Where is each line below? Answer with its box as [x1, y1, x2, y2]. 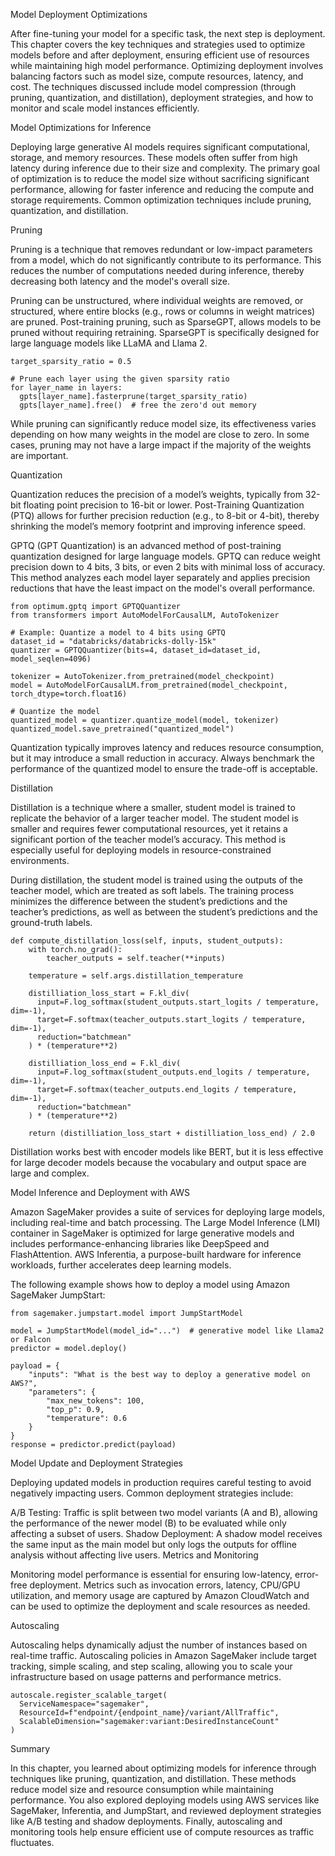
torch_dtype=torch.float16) [10, 689, 128, 699]
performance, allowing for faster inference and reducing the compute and [10, 184, 314, 195]
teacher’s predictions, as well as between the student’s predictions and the [10, 906, 318, 918]
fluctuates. [10, 1837, 55, 1848]
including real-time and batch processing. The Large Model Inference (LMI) [10, 1217, 321, 1228]
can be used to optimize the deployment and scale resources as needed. [10, 1600, 311, 1612]
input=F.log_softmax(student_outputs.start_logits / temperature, [36, 997, 320, 1007]
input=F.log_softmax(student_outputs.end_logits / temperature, [36, 1067, 311, 1077]
